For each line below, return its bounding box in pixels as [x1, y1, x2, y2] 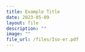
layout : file [6, 20, 39, 26]
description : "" [6, 25, 47, 32]
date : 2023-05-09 [6, 14, 50, 20]
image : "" [6, 31, 31, 37]
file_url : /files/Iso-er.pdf [6, 36, 79, 42]
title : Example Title [6, 8, 60, 15]
